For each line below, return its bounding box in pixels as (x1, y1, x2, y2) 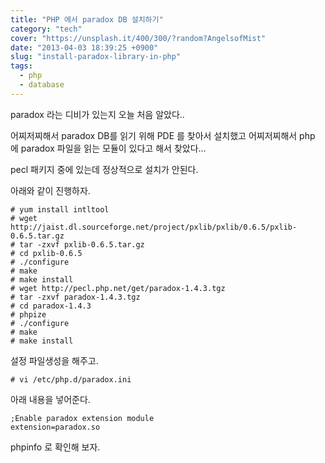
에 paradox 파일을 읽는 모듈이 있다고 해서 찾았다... (10, 142, 207, 154)
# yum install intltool (10, 204, 110, 215)
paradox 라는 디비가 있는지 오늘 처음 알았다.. (10, 108, 185, 120)
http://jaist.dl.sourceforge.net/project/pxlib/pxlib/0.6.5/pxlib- (10, 222, 298, 232)
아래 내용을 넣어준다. (10, 393, 91, 405)
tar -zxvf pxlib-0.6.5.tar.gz (19, 239, 145, 250)
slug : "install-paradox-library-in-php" (10, 52, 182, 62)
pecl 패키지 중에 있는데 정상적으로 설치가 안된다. (10, 163, 199, 175)
